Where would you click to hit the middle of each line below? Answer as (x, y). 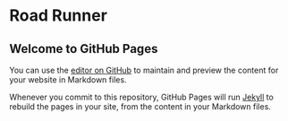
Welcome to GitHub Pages (84, 49)
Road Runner (58, 16)
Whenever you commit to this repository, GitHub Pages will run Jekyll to (142, 97)
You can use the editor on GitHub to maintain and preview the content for (144, 70)
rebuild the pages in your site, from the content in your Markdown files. (140, 107)
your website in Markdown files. (68, 80)
